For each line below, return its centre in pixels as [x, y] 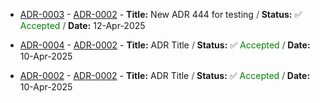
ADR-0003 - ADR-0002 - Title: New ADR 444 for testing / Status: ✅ [161, 14]
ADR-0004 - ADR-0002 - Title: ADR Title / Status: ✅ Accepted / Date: [165, 45]
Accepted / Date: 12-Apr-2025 [82, 25]
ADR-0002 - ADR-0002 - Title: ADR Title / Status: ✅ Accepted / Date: [165, 75]
